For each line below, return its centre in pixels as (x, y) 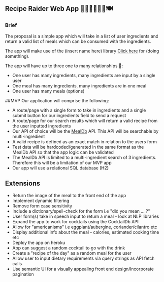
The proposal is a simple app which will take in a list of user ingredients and (82, 36)
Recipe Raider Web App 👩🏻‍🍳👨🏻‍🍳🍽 (59, 9)
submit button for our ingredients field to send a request (69, 115)
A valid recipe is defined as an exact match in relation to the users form (84, 141)
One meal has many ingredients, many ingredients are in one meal (79, 85)
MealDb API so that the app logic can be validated (63, 152)
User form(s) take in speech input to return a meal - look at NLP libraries (85, 216)
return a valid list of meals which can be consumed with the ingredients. (78, 41)
